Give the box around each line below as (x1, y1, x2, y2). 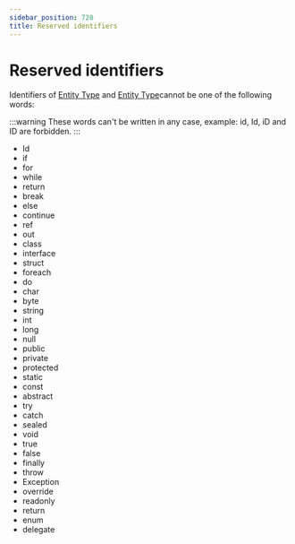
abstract (21, 391, 54, 402)
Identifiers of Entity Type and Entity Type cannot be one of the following (9, 90, 273, 100)
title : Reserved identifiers (9, 22, 118, 30)
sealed (21, 419, 47, 430)
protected (21, 362, 59, 373)
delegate (21, 524, 55, 535)
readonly (21, 496, 55, 506)
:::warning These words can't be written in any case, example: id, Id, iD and (9, 117, 287, 127)
